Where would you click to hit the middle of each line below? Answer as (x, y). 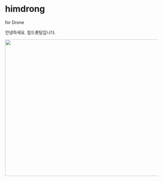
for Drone (15, 22)
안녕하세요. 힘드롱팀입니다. (30, 32)
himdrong (25, 9)
